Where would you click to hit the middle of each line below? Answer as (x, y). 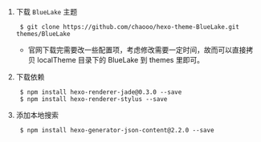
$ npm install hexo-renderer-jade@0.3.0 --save (101, 92)
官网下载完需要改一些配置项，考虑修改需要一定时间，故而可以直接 (137, 50)
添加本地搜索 (37, 115)
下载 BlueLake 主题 (47, 12)
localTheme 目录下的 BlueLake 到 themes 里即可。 (121, 60)
